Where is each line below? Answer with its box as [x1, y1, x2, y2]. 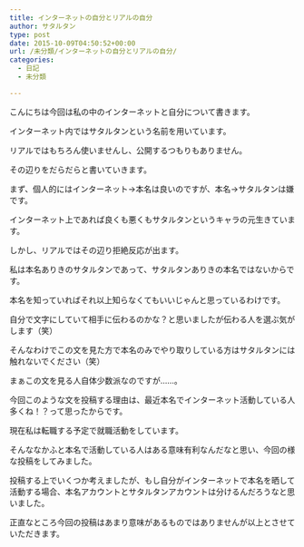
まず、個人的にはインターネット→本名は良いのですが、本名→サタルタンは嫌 [9, 183, 295, 194]
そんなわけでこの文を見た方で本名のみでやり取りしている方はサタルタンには [9, 344, 296, 355]
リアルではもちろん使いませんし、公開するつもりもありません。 [9, 144, 248, 155]
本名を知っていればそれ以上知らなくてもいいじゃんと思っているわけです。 [9, 294, 286, 305]
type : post [9, 30, 51, 39]
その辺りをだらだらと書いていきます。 [9, 164, 152, 175]
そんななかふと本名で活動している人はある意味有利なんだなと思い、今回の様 [9, 444, 296, 454]
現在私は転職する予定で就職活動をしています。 [9, 425, 184, 435]
